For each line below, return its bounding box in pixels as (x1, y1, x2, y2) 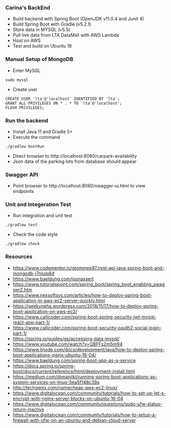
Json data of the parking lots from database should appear (12, 158, 137, 164)
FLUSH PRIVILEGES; (5, 105, 44, 110)
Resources (5, 253, 33, 260)
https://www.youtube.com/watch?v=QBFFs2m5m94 (12, 341, 123, 347)
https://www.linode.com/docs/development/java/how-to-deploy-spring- (12, 346, 165, 352)
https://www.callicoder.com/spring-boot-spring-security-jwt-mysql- (12, 314, 157, 320)
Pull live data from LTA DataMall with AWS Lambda (12, 32, 119, 38)
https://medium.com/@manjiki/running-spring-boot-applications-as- (12, 373, 157, 380)
